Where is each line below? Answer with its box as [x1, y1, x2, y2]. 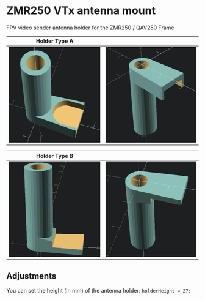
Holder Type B [36, 152, 73, 159]
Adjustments [6, 271, 57, 281]
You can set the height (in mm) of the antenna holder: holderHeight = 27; [6, 287, 192, 294]
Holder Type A [35, 37, 74, 45]
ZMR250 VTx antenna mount [6, 4, 156, 18]
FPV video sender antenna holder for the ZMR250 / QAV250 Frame [6, 24, 174, 31]
